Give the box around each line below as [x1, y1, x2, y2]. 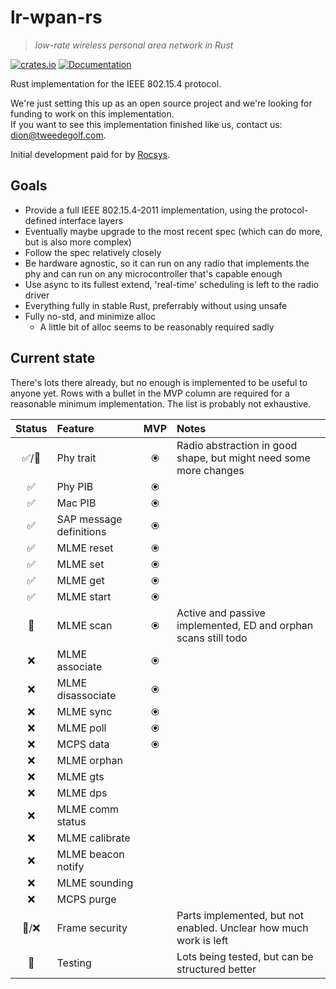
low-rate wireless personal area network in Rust [34, 39, 234, 51]
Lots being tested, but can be [176, 949, 314, 963]
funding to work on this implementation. [10, 107, 175, 120]
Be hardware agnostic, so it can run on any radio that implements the [24, 257, 310, 269]
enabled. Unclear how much [176, 921, 309, 935]
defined [24, 214, 58, 226]
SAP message [56, 512, 123, 526]
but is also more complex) [24, 236, 132, 248]
